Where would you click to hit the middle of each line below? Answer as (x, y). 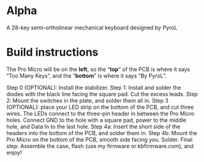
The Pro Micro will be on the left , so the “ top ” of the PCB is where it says (98, 69)
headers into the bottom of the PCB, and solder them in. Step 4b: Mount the (102, 133)
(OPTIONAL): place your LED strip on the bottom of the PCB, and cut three (100, 107)
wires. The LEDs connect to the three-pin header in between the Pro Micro (100, 113)
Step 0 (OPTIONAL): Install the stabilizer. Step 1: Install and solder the (94, 87)
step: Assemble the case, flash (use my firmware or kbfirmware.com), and (100, 146)
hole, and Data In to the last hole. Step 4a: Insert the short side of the (93, 127)
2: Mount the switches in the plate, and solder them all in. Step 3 (87, 100)
